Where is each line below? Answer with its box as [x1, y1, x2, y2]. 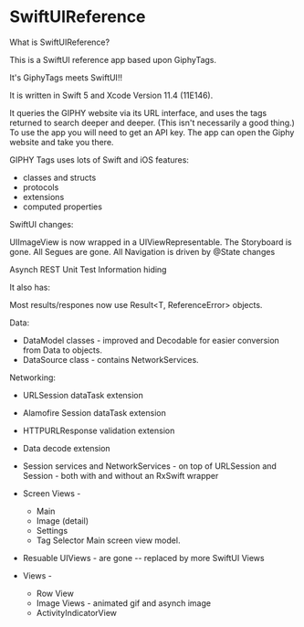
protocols [22, 181, 59, 193]
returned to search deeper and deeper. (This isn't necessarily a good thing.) [9, 117, 295, 128]
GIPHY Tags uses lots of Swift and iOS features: [9, 154, 190, 165]
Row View [36, 588, 75, 599]
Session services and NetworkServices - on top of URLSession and [22, 460, 277, 472]
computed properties [22, 201, 103, 212]
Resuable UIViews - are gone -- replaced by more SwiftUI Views [22, 552, 265, 563]
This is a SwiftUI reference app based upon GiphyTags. [9, 54, 217, 65]
